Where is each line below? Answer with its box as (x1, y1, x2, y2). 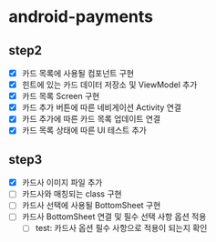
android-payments (8, 6, 154, 27)
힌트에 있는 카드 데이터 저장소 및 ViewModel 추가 (21, 79, 198, 90)
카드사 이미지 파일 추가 (21, 177, 103, 188)
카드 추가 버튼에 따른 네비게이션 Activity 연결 (21, 102, 182, 113)
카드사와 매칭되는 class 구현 (21, 188, 122, 199)
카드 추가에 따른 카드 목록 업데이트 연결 (21, 114, 161, 125)
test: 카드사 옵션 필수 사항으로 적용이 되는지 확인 (35, 223, 208, 234)
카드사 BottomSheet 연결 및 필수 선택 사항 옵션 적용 (21, 211, 207, 222)
